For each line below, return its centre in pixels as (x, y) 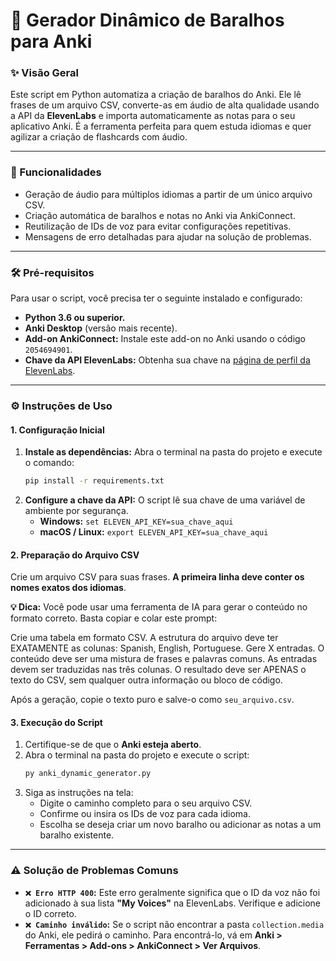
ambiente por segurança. (76, 511)
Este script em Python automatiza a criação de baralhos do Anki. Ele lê (156, 95)
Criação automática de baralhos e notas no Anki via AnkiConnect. (160, 215)
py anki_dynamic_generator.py (88, 774)
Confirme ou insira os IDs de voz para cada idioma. (145, 814)
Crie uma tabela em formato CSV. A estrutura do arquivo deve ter (144, 638)
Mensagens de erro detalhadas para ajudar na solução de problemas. (168, 236)
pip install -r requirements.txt (94, 481)
